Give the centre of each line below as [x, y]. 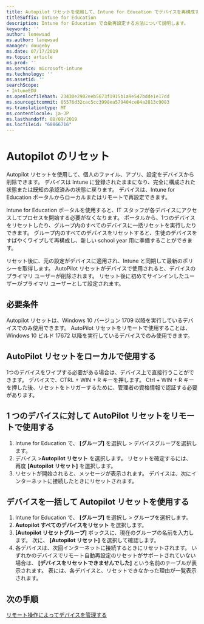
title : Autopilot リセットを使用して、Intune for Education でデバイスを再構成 [101, 12]
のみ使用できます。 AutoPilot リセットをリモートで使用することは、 [107, 327]
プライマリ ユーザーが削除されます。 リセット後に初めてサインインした [95, 276]
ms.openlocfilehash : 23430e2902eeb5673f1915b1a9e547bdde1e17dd [88, 96]
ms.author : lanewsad [32, 40]
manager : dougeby [28, 46]
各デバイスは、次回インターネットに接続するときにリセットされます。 [102, 548]
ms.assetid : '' [25, 79]
